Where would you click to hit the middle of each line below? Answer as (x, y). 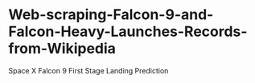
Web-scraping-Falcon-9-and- (111, 15)
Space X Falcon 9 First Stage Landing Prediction (88, 70)
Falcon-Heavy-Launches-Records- (128, 32)
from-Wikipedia (62, 49)
